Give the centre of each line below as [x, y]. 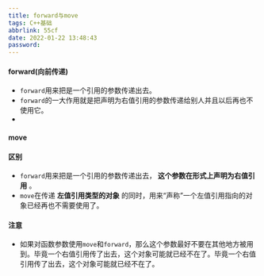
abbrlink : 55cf [33, 30]
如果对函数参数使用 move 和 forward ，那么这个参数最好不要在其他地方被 [133, 244]
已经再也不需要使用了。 [65, 205]
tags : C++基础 [31, 23]
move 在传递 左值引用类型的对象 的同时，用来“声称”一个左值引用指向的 [132, 196]
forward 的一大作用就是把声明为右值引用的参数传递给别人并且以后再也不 [136, 101]
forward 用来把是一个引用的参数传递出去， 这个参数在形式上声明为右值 [134, 176]
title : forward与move [43, 15]
